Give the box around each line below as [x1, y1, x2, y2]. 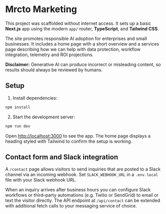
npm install [5, 105, 30, 110]
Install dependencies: [12, 95, 58, 101]
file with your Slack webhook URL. [5, 177, 77, 183]
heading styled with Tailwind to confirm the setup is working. [5, 138, 133, 144]
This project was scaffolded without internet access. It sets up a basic [5, 20, 151, 26]
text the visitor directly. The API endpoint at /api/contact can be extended [5, 197, 160, 203]
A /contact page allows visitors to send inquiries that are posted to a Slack [5, 166, 161, 173]
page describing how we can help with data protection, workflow [5, 46, 141, 52]
